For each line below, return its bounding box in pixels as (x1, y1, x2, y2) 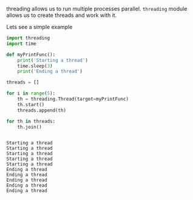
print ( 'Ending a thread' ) (17, 68, 83, 75)
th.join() (17, 124, 42, 130)
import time (6, 41, 36, 47)
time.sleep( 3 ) (17, 63, 53, 69)
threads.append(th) (17, 107, 67, 113)
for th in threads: (6, 118, 56, 124)
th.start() (17, 101, 45, 108)
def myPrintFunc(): (6, 52, 56, 58)
